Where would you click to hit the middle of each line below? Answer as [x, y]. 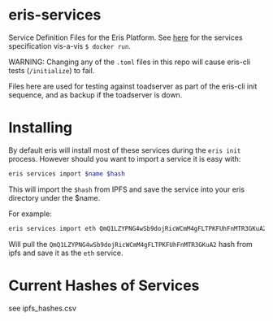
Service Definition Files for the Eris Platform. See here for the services [126, 37]
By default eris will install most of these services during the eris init [125, 150]
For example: [30, 214]
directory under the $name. [54, 197]
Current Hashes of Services [104, 285]
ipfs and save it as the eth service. [66, 253]
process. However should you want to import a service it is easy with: [125, 158]
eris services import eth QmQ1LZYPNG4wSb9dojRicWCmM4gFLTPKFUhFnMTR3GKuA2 [138, 228]
